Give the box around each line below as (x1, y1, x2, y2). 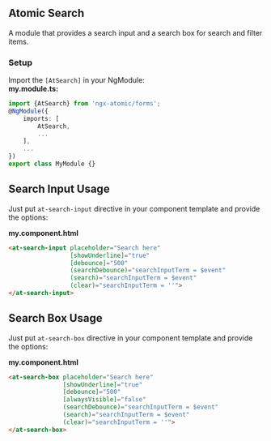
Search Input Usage (8, 182, 111, 196)
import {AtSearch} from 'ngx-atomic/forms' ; (8, 100, 161, 108)
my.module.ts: (8, 84, 59, 94)
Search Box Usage (8, 311, 103, 325)
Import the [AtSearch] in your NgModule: (8, 75, 146, 85)
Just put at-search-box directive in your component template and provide (8, 332, 253, 343)
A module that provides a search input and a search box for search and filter (8, 28, 263, 37)
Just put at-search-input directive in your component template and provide (8, 203, 260, 213)
